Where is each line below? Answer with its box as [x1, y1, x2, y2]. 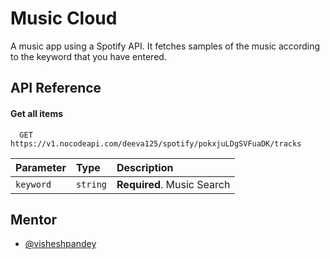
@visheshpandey [24, 238, 97, 250]
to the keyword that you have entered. [10, 50, 167, 62]
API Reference [10, 80, 102, 97]
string [75, 178, 108, 190]
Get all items [10, 107, 64, 119]
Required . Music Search [116, 177, 231, 191]
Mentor [10, 211, 58, 228]
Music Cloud [10, 7, 118, 30]
